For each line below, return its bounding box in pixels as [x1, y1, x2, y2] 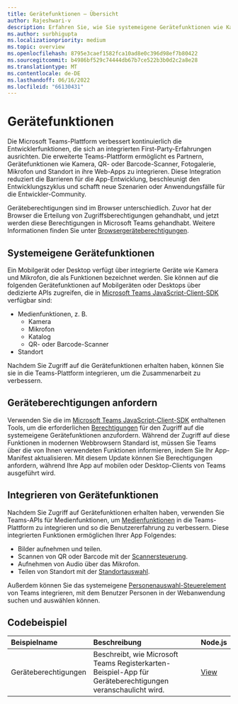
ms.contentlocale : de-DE [7, 70, 81, 77]
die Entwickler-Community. [7, 190, 87, 199]
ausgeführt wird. [7, 468, 56, 477]
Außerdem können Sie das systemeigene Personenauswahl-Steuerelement [7, 580, 227, 590]
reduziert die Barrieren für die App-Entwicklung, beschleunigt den [7, 175, 200, 183]
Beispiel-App [93, 667, 138, 677]
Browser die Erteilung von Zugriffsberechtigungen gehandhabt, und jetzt [7, 211, 220, 220]
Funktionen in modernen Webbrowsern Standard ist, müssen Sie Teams [7, 438, 217, 447]
